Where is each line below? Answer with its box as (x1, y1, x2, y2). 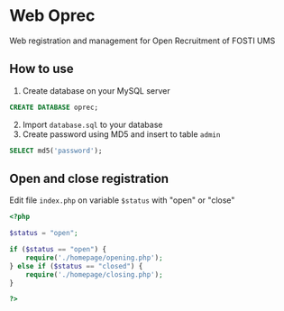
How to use (9, 61, 74, 77)
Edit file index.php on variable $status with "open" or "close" (9, 195, 235, 206)
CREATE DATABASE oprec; (9, 103, 99, 112)
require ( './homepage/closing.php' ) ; (25, 270, 164, 279)
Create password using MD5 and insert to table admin (22, 128, 221, 140)
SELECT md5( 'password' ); (9, 146, 103, 155)
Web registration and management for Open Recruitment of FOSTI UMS (9, 35, 276, 46)
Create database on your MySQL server (22, 85, 171, 96)
